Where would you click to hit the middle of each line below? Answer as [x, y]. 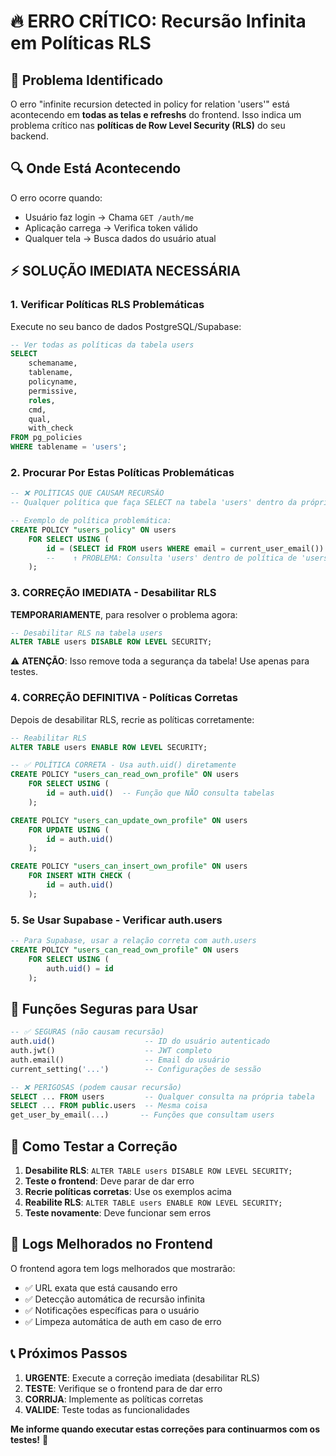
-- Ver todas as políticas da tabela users [102, 345]
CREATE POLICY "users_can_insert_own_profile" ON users [129, 866]
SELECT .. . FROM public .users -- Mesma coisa [109, 1106]
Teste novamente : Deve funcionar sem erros [118, 1212]
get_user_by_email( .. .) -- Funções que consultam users [142, 1115]
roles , [42, 400]
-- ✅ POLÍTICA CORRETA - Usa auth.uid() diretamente [123, 765]
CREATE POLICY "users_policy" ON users [93, 530]
